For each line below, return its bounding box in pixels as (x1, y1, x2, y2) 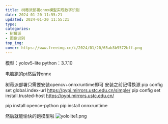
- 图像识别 (5, 36, 25, 41)
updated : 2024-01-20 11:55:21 (5, 17, 70, 22)
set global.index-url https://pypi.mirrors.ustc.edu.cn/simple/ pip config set (5, 87, 161, 93)
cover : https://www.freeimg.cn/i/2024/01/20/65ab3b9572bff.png (5, 45, 143, 50)
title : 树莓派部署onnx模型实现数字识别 (5, 7, 80, 13)
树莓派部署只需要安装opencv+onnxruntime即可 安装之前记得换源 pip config (5, 81, 163, 87)
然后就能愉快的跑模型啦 (5, 113, 54, 119)
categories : (5, 26, 31, 32)
